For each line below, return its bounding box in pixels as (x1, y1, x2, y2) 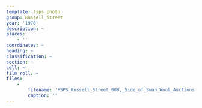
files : (6, 76, 23, 82)
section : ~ (6, 59, 34, 65)
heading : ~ (6, 48, 34, 54)
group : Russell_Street (6, 14, 63, 20)
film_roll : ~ (6, 70, 39, 76)
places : (6, 31, 26, 37)
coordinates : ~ (6, 43, 44, 49)
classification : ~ (6, 53, 52, 59)
